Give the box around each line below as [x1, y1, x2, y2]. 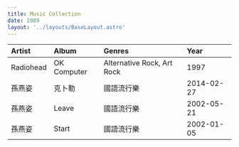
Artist [11, 46, 31, 56]
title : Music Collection [7, 10, 81, 18]
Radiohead [11, 62, 48, 72]
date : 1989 [7, 17, 40, 24]
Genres [103, 46, 129, 56]
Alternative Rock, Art [103, 58, 173, 68]
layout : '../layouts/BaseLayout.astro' [7, 23, 126, 31]
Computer [53, 67, 87, 77]
